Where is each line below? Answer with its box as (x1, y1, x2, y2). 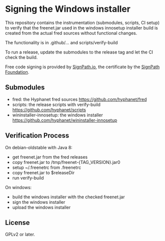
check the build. (5, 54, 38, 60)
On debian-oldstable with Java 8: (5, 144, 73, 150)
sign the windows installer (12, 199, 66, 205)
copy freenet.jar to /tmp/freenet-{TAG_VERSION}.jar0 (12, 159, 121, 165)
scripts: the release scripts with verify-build (12, 102, 101, 107)
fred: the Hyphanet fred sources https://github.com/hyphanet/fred (12, 96, 147, 102)
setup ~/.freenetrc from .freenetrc (12, 164, 81, 170)
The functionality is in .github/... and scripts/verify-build (5, 39, 118, 45)
